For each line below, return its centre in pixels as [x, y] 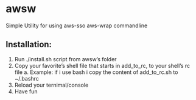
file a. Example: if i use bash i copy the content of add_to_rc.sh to [96, 72]
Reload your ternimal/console [51, 85]
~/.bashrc [26, 78]
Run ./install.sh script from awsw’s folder [65, 59]
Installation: [29, 45]
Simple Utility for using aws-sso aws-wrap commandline [77, 25]
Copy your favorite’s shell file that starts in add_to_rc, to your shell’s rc [102, 65]
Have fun [26, 91]
